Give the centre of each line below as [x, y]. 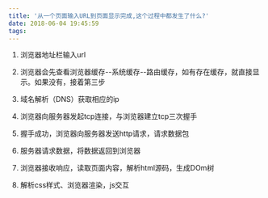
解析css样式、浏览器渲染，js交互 [75, 185]
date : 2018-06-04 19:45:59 [54, 23]
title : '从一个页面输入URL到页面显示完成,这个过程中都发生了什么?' [109, 16]
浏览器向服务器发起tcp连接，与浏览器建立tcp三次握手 [109, 116]
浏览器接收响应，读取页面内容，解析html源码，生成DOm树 [117, 168]
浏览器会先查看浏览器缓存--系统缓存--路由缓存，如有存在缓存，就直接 [136, 72]
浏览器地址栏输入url [53, 55]
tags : [17, 31]
